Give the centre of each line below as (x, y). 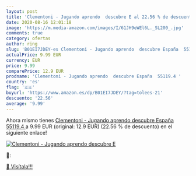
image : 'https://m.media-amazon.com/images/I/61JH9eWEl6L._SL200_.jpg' (95, 28)
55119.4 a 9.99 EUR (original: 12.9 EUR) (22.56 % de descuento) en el (89, 126)
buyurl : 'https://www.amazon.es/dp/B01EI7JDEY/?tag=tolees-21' (85, 93)
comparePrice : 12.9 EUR (35, 71)
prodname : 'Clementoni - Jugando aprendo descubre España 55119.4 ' (94, 76)
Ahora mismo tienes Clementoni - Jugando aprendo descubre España (90, 120)
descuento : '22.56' (30, 98)
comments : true (24, 33)
